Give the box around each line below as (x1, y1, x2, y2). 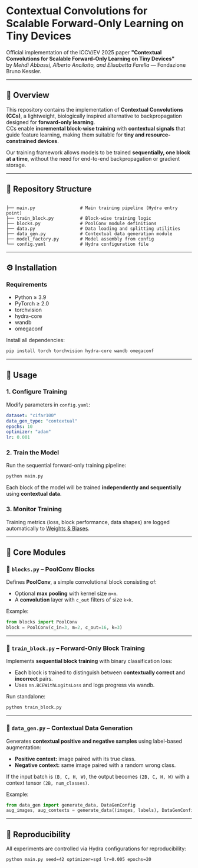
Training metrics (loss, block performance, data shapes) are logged (6, 518, 170, 525)
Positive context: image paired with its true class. (14, 755, 136, 762)
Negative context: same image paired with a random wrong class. (14, 761, 176, 769)
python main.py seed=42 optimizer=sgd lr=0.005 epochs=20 (6, 857, 151, 863)
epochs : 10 (6, 424, 33, 430)
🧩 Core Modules (6, 548, 66, 558)
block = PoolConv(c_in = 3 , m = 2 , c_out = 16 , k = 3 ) (6, 625, 123, 630)
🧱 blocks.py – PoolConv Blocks (6, 565, 95, 573)
